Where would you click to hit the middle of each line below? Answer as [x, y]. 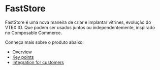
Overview [22, 52]
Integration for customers [38, 62]
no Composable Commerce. [34, 33]
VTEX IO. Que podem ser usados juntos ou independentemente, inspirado [80, 27]
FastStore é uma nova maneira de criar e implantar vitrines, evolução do [78, 22]
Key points [23, 57]
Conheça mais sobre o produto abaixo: [45, 42]
